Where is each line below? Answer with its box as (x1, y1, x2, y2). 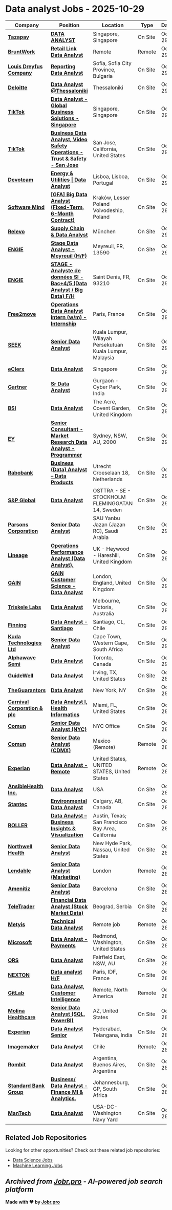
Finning (8, 621, 27, 629)
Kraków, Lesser (93, 194, 131, 201)
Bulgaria (93, 72, 113, 79)
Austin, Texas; (93, 812, 127, 819)
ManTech (8, 1109, 31, 1116)
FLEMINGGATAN (93, 500, 133, 507)
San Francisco (93, 818, 127, 826)
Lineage (8, 551, 28, 558)
